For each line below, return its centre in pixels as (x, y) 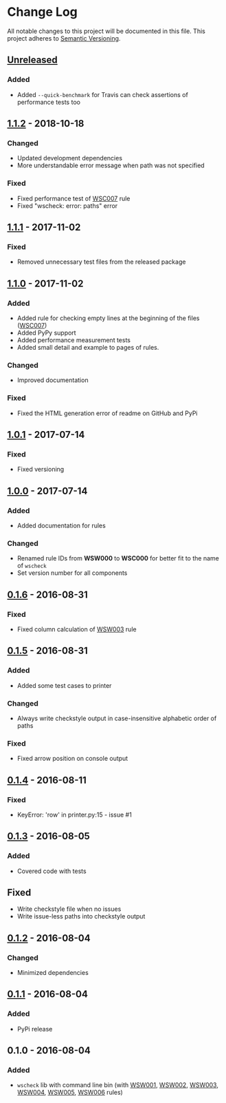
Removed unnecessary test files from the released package (101, 262)
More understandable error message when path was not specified (111, 165)
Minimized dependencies (53, 973)
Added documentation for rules (61, 525)
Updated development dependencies (69, 158)
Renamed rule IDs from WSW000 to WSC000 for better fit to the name (118, 558)
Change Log (42, 12)
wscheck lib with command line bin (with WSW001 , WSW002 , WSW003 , (117, 1085)
